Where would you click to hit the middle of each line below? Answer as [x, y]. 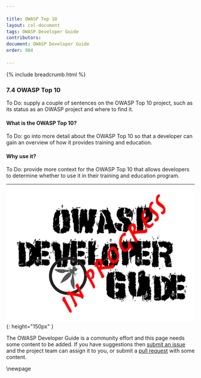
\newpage [19, 369]
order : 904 [20, 51]
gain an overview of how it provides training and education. [79, 143]
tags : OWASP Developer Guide [42, 32]
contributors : [24, 38]
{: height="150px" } [30, 327]
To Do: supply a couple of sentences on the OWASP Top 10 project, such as [100, 103]
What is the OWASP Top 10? [42, 123]
